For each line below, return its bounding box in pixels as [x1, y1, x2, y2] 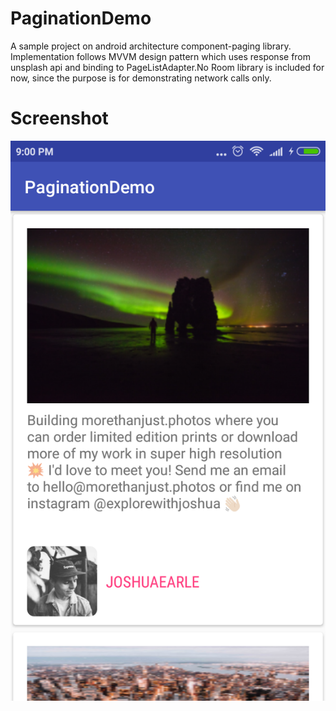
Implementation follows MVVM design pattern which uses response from [10, 50, 312, 62]
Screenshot [10, 107, 109, 130]
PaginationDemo [10, 7, 152, 30]
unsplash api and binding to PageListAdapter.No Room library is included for [10, 61, 325, 73]
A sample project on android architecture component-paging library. [10, 40, 292, 52]
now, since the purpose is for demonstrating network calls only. [10, 72, 272, 84]
